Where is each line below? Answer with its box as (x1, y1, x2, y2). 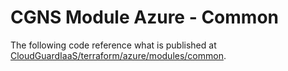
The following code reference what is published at (10, 39, 217, 51)
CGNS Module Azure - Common (10, 6, 279, 29)
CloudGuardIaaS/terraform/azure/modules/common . (10, 49, 227, 61)
